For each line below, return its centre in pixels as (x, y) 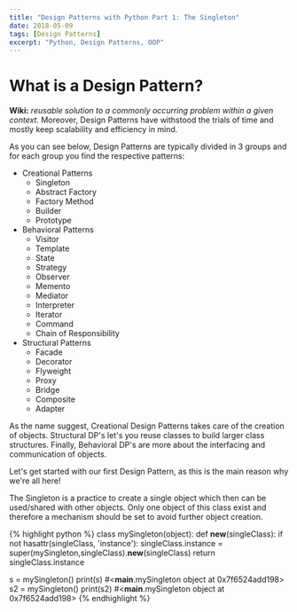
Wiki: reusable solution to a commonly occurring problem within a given (141, 111)
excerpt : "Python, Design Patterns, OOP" (87, 42)
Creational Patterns (57, 173)
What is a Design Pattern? (106, 86)
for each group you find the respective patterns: (97, 156)
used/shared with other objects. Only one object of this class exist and (138, 507)
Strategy (51, 268)
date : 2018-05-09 (41, 26)
